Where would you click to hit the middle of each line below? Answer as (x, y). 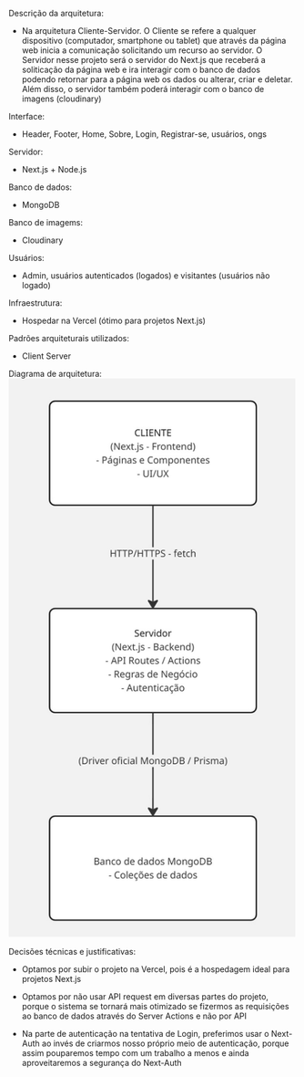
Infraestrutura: (35, 303)
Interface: (27, 116)
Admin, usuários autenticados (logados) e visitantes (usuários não (146, 276)
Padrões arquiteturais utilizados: (69, 338)
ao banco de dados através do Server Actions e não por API (134, 1016)
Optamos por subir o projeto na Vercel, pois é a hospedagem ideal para (156, 969)
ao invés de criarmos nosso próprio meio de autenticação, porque (165, 1043)
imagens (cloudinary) (61, 99)
